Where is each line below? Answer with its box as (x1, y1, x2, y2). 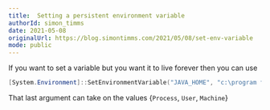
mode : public (8, 41, 52, 49)
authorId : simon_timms (8, 19, 84, 27)
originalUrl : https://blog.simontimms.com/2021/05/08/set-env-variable (8, 33, 253, 42)
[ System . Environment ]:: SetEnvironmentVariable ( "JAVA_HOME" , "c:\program (8, 79, 257, 87)
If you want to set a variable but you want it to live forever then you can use (8, 63, 258, 73)
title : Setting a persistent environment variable (8, 11, 185, 20)
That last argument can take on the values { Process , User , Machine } (8, 93, 229, 102)
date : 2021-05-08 (8, 26, 67, 34)
